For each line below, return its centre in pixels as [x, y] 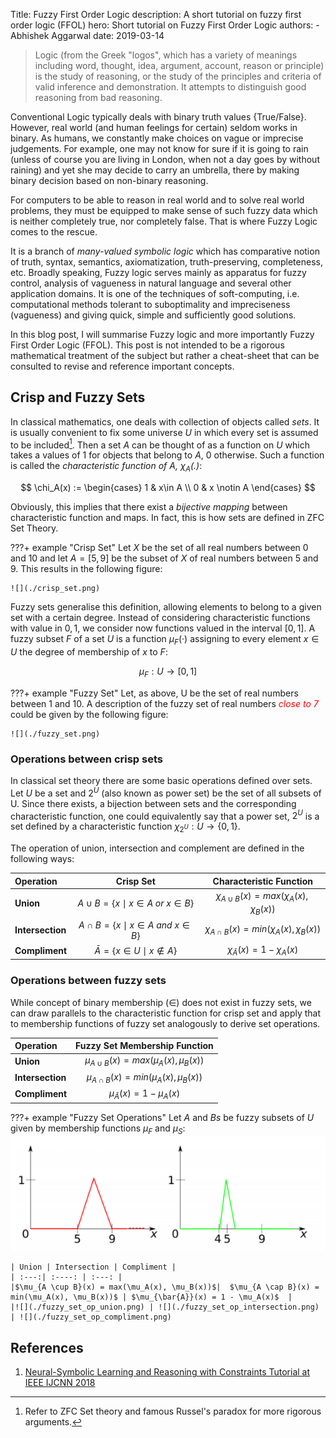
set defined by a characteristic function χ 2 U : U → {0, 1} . [125, 827]
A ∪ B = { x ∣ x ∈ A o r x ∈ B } [136, 903]
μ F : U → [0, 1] [168, 672]
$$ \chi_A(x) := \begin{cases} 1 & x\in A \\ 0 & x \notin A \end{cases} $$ [168, 488]
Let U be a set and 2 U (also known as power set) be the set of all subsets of [166, 792]
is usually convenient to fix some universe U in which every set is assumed [164, 432]
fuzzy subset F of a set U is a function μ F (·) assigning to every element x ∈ [165, 640]
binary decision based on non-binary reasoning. [109, 180]
